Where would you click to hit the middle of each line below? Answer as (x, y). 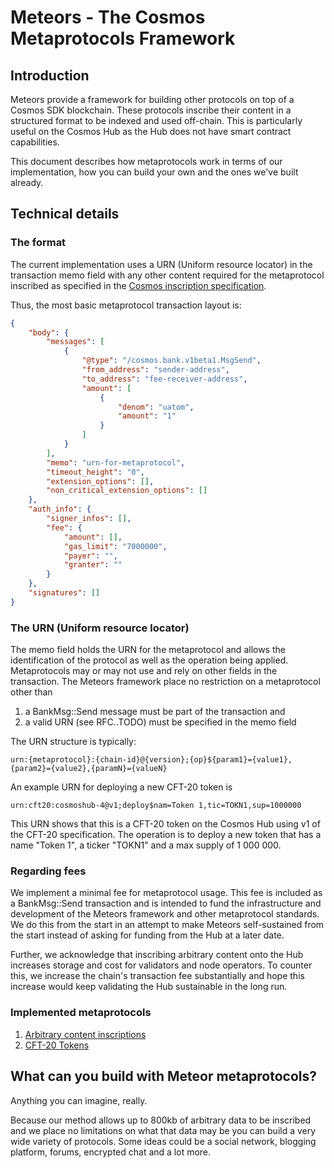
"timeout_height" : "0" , (95, 472)
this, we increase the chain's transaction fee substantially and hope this (157, 976)
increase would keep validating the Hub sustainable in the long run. (149, 987)
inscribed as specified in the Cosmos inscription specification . (138, 285)
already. (27, 182)
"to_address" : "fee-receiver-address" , (164, 379)
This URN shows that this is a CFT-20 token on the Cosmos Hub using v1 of (165, 824)
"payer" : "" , (90, 556)
